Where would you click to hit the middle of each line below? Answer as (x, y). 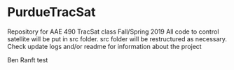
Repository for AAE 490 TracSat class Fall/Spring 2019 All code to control (113, 31)
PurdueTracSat (51, 12)
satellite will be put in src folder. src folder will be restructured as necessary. (117, 38)
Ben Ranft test (28, 59)
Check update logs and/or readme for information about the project (104, 46)
